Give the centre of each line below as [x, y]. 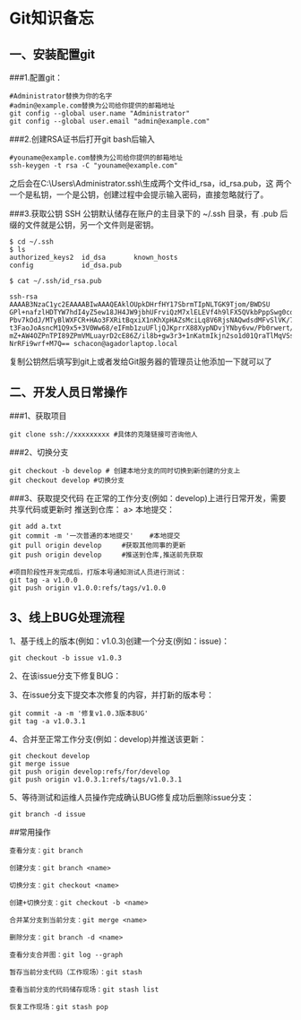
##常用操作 [30, 832]
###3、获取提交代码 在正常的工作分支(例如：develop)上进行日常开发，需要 [148, 497]
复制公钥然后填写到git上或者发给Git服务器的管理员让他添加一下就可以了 [141, 361]
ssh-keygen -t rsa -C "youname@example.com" [94, 166]
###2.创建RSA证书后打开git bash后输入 [82, 139]
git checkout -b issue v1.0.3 [66, 658]
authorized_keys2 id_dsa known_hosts [94, 257]
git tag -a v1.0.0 [43, 580]
